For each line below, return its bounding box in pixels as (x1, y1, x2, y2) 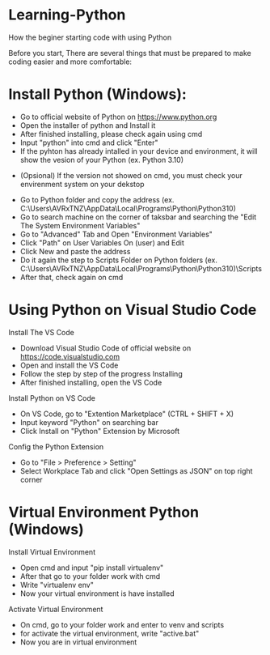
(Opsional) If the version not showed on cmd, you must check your (19, 170, 243, 180)
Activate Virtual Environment (8, 604, 103, 614)
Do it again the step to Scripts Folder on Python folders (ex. (19, 255, 218, 265)
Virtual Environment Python (8, 504, 200, 521)
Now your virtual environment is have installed (19, 589, 175, 598)
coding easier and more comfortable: (8, 57, 132, 66)
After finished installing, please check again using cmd (19, 129, 203, 138)
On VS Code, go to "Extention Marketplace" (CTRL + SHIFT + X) (19, 409, 234, 419)
